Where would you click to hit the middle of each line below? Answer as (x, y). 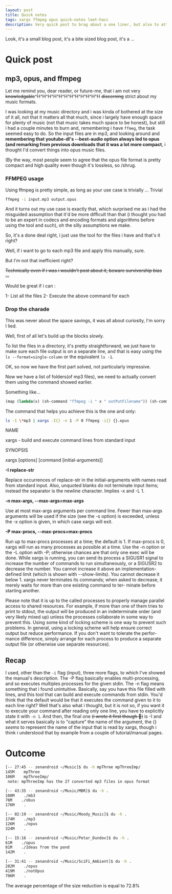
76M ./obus (20, 800)
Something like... (23, 392)
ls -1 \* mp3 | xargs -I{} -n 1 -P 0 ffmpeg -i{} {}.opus (67, 421)
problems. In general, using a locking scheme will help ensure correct (79, 628)
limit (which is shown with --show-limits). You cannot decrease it (91, 574)
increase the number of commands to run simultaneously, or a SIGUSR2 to (84, 563)
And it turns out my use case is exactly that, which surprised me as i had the (86, 209)
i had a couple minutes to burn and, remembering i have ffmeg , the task (80, 128)
